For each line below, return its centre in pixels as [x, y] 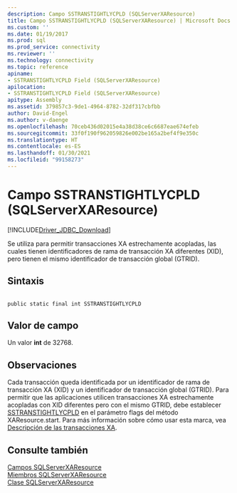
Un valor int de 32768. [40, 343]
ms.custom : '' [28, 27]
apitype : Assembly [35, 100]
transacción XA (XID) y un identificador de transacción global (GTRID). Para [118, 390]
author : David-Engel [38, 113]
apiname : [20, 73]
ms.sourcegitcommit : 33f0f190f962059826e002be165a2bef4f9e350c [103, 133]
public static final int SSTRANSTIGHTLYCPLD [74, 303]
